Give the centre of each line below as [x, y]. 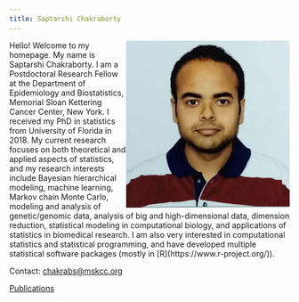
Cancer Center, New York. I [59, 111]
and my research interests [57, 168]
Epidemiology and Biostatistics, [67, 93]
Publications [32, 288]
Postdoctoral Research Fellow [64, 73]
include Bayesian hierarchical [63, 177]
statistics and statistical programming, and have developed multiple [133, 244]
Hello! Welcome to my [49, 45]
